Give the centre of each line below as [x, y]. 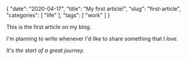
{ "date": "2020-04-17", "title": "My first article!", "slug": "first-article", [93, 9]
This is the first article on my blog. [49, 27]
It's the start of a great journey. [46, 50]
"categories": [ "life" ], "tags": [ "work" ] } [58, 15]
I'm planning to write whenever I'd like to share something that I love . [92, 38]
